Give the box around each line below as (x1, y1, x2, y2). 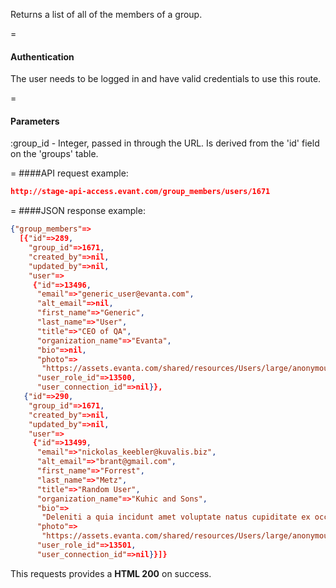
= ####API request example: (10, 167, 129, 179)
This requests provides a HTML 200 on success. (10, 567, 212, 579)
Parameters (10, 115, 60, 127)
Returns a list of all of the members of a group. (10, 9, 203, 20)
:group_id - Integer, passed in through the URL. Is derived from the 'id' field (10, 137, 320, 149)
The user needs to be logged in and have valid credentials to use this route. (10, 73, 322, 85)
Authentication (10, 50, 75, 63)
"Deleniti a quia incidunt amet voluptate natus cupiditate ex (41, 512, 311, 523)
